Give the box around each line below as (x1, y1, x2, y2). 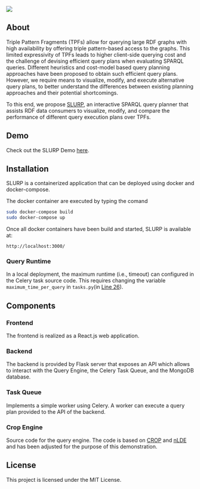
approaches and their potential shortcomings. (6, 89, 118, 96)
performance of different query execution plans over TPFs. (6, 113, 151, 121)
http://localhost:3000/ (6, 244, 66, 250)
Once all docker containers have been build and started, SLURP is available (6, 226, 192, 233)
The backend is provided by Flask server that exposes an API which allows (6, 361, 190, 368)
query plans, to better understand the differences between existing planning (6, 82, 194, 90)
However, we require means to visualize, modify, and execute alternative (6, 76, 184, 84)
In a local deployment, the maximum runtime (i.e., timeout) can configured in (6, 270, 194, 278)
